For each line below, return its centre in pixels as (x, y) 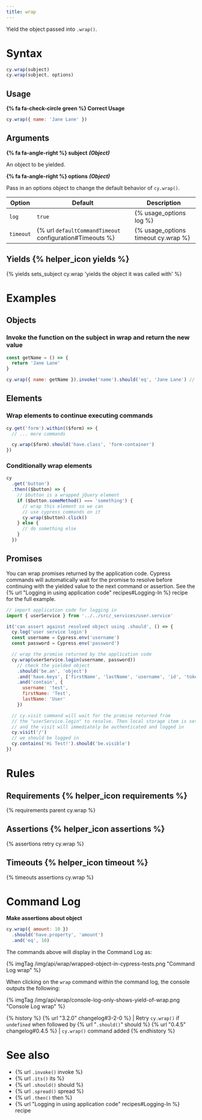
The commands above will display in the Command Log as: (79, 952)
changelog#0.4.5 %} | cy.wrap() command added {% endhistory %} (91, 1031)
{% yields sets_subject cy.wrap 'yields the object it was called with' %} (94, 274)
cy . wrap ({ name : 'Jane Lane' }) (47, 119)
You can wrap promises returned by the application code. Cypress (88, 573)
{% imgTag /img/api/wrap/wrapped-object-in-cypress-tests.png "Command (101, 964)
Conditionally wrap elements (49, 466)
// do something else (49, 529)
